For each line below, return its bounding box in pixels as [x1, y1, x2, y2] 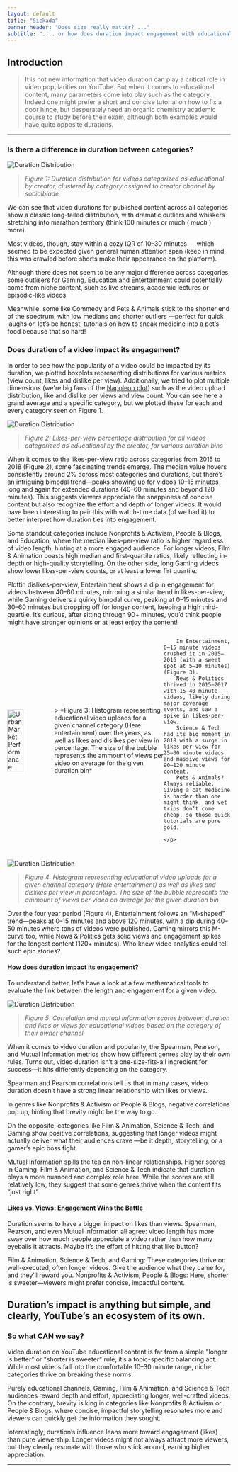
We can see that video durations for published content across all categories [7, 203, 229, 212]
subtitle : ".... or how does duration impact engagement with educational [7, 30, 233, 38]
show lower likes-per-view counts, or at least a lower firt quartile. [7, 566, 198, 574]
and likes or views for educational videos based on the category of [24, 1021, 222, 1029]
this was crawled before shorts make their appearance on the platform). [7, 254, 217, 263]
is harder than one [163, 793, 221, 800]
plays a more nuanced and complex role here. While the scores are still [7, 1172, 215, 1181]
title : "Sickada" [7, 17, 59, 24]
